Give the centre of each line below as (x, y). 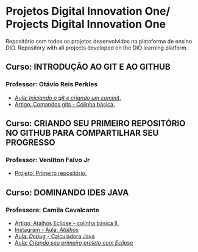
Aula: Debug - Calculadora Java (55, 236)
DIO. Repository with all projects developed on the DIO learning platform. (97, 48)
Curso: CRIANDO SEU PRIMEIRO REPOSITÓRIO (96, 124)
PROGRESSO (30, 143)
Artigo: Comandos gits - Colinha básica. (65, 104)
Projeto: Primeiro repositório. (51, 173)
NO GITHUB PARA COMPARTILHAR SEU (82, 133)
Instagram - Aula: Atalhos (47, 230)
